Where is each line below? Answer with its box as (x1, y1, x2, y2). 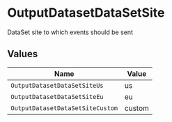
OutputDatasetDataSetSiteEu (10, 93, 104, 100)
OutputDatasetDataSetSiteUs (10, 82, 104, 89)
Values (7, 48, 38, 60)
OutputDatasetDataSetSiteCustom (10, 104, 118, 112)
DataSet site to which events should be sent (7, 28, 134, 36)
